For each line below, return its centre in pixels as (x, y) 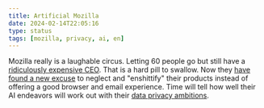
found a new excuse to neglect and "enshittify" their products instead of (128, 78)
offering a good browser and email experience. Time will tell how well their (132, 87)
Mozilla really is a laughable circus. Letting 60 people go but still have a (127, 61)
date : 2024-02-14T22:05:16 (54, 23)
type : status (30, 31)
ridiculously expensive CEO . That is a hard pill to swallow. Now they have (130, 70)
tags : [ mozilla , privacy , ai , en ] (67, 38)
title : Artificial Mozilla (54, 16)
